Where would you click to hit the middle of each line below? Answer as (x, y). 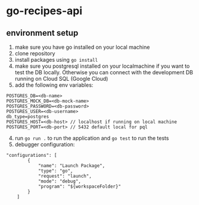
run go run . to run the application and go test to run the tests (92, 138)
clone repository (35, 53)
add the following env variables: (54, 85)
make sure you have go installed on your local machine (82, 47)
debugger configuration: (45, 144)
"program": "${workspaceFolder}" (79, 187)
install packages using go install (56, 60)
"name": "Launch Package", (71, 166)
